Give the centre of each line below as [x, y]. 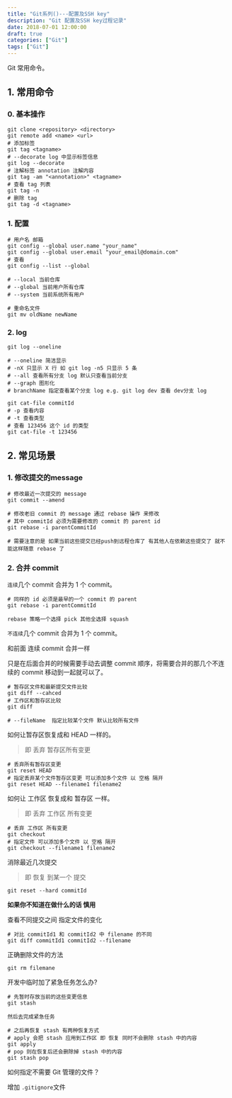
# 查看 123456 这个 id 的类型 [48, 426]
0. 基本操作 [26, 114]
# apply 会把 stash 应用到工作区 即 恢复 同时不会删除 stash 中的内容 [102, 1038]
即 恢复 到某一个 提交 [55, 877]
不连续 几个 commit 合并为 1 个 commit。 [64, 633]
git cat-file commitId [41, 403]
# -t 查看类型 [26, 419]
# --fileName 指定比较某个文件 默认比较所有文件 [73, 721]
